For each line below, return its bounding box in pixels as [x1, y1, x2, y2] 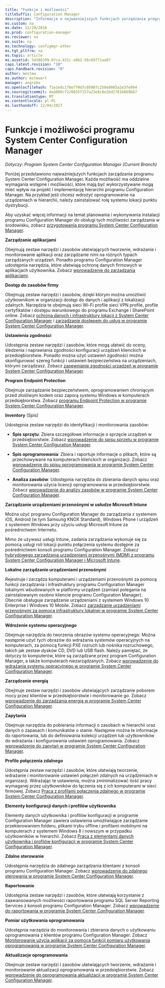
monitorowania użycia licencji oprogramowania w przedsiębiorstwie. [12, 481, 151, 487]
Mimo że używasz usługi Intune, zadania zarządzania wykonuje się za [5, 536, 147, 542]
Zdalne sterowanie [5, 853, 44, 859]
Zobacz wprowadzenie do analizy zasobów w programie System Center [12, 487, 158, 493]
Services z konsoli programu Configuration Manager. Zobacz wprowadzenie [5, 903, 160, 908]
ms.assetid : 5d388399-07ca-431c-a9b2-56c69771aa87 [5, 57, 111, 62]
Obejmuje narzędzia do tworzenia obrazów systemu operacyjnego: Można [5, 632, 156, 638]
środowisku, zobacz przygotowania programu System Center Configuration [5, 222, 158, 228]
